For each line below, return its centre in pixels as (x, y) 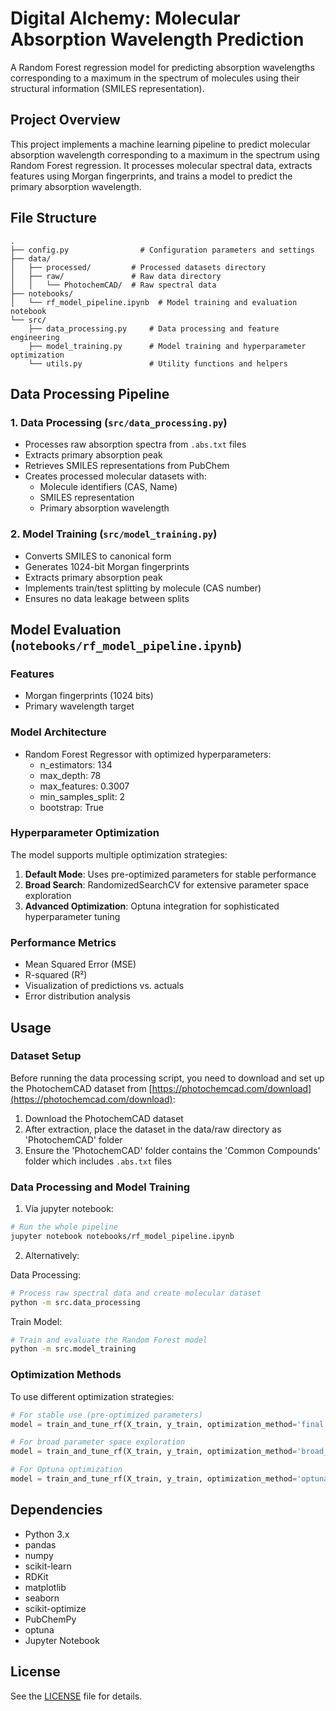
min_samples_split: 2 (82, 796)
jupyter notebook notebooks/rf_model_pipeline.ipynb (122, 1236)
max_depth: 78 (70, 775)
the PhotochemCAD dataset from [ (81, 1088)
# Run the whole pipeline (64, 1227)
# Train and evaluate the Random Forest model (109, 1340)
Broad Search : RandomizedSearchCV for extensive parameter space (167, 884)
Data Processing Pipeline (90, 393)
